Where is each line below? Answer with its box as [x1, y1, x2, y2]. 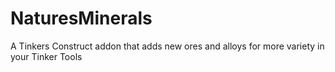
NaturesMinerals [10, 7, 153, 30]
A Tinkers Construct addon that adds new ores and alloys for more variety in [10, 40, 325, 52]
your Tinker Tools [10, 50, 83, 62]
